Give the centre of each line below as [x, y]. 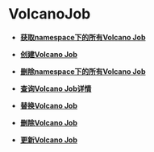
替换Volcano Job [49, 105]
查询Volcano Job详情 [56, 88]
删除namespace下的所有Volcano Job [83, 71]
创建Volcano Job [49, 54]
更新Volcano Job [49, 140]
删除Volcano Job [49, 122]
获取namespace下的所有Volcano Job [83, 37]
